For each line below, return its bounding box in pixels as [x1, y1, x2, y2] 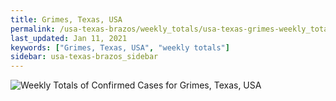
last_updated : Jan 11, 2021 [10, 33, 128, 43]
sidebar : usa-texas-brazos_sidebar [10, 52, 159, 62]
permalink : [10, 24, 56, 34]
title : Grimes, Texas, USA [10, 14, 123, 25]
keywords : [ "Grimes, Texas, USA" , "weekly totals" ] [10, 42, 230, 53]
